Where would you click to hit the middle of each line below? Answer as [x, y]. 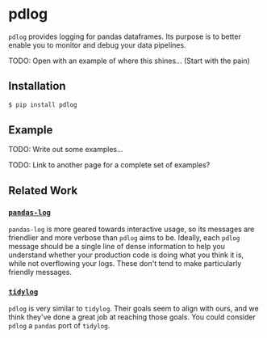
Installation [37, 86]
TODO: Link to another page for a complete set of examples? [109, 165]
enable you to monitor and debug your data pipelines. [98, 44]
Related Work [43, 190]
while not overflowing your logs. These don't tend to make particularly [125, 264]
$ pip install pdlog [43, 105]
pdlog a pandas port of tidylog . [59, 326]
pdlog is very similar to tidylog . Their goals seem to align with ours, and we [134, 309]
